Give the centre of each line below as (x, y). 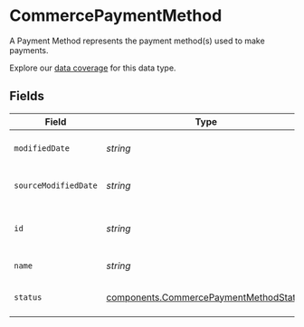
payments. (29, 50)
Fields (27, 96)
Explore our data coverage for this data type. (93, 68)
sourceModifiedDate (56, 185)
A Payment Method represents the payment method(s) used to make (137, 41)
